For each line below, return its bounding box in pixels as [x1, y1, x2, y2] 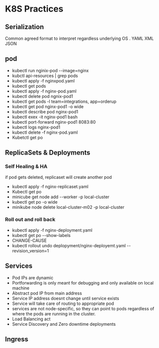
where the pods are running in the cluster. [12, 311, 96, 316]
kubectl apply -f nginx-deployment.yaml [12, 227, 93, 233]
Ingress [5, 335, 29, 343]
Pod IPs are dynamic [12, 275, 53, 281]
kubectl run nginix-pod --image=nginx [12, 67, 89, 73]
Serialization [5, 23, 44, 31]
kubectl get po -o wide [12, 199, 58, 205]
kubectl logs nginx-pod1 [12, 124, 61, 130]
